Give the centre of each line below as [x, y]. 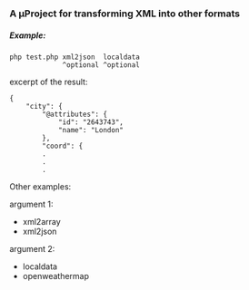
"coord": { [63, 146]
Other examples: [40, 186]
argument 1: [31, 204]
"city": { [45, 106]
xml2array [41, 221]
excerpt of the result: [49, 82]
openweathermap [55, 275]
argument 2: [32, 248]
